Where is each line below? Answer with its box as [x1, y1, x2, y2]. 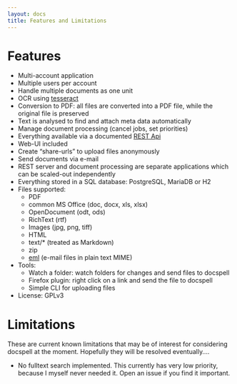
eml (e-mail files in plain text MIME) [28, 253, 133, 262]
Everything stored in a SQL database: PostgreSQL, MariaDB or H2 [17, 178, 211, 186]
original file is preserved [17, 109, 89, 118]
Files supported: [17, 185, 66, 193]
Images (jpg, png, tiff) [28, 223, 93, 232]
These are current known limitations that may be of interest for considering [7, 340, 228, 348]
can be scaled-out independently [17, 170, 116, 178]
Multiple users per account [17, 79, 98, 88]
